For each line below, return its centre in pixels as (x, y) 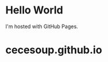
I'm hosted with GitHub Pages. (42, 26)
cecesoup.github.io (54, 50)
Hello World (34, 10)
